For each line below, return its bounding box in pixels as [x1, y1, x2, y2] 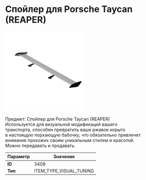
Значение [53, 153, 75, 159]
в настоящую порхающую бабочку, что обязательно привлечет [5, 131, 141, 138]
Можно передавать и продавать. [5, 142, 76, 148]
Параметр [7, 153, 30, 159]
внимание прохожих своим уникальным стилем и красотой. [5, 137, 135, 143]
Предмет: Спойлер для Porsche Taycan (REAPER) [5, 116, 110, 122]
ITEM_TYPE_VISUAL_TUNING [34, 167, 94, 173]
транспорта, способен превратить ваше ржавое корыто [5, 126, 126, 132]
